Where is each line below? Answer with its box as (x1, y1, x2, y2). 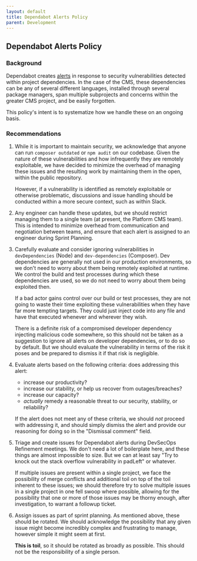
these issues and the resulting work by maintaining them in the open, (14, 168, 182, 175)
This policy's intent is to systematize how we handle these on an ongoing (6, 109, 183, 116)
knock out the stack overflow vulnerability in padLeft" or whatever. (14, 458, 176, 465)
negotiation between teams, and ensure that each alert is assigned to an (14, 228, 190, 235)
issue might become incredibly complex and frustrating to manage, (14, 525, 178, 532)
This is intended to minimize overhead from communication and (14, 222, 169, 229)
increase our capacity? (23, 392, 79, 399)
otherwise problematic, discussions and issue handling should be (14, 192, 173, 199)
